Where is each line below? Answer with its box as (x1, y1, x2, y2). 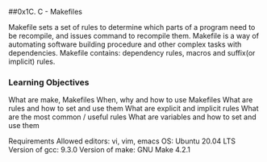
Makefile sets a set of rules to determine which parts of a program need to (8, 23, 256, 31)
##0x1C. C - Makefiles (8, 7, 83, 16)
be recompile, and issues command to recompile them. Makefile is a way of (8, 31, 260, 40)
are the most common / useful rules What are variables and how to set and (8, 112, 257, 122)
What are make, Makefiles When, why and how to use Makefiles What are (8, 95, 253, 105)
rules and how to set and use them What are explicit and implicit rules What (8, 104, 260, 114)
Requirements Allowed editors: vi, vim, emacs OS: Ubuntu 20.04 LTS (8, 136, 236, 146)
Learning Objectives (8, 77, 90, 88)
